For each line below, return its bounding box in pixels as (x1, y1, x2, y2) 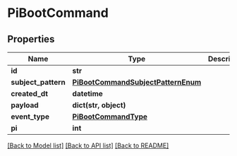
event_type (11, 112, 49, 121)
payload (11, 100, 39, 110)
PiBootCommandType (72, 112, 148, 121)
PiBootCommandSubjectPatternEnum (72, 78, 202, 87)
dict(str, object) (72, 100, 126, 110)
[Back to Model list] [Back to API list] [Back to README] (7, 141, 169, 150)
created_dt (11, 89, 48, 98)
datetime (72, 89, 104, 98)
